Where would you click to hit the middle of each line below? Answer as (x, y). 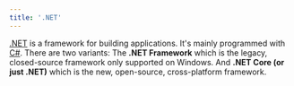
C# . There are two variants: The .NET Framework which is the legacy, (138, 52)
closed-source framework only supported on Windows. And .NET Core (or (147, 62)
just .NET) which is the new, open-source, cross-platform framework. (138, 72)
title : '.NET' (36, 17)
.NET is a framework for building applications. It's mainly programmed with (147, 43)
